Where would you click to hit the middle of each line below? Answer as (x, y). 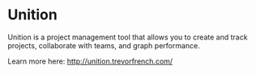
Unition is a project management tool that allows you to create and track (128, 37)
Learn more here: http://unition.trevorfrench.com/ (90, 61)
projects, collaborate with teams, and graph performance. (104, 45)
